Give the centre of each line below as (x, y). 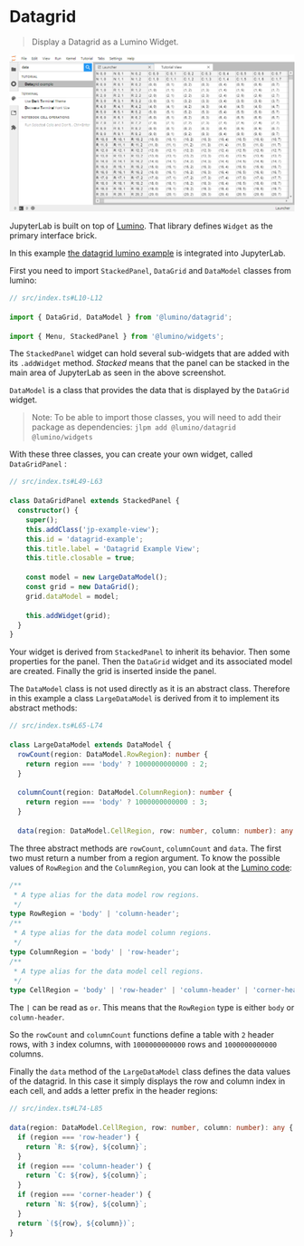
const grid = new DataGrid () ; (83, 587)
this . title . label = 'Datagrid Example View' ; (113, 549)
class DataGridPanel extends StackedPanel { (95, 501)
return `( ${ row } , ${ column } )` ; (76, 1223)
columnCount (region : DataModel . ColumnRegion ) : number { (125, 793)
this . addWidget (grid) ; (68, 615)
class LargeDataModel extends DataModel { (90, 745)
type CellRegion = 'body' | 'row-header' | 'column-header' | (129, 990)
